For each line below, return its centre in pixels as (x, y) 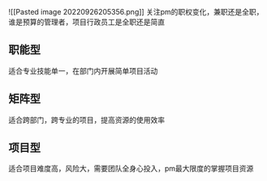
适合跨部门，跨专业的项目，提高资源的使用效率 (86, 120)
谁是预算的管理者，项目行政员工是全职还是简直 (86, 22)
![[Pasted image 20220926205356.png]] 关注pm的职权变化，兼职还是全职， (136, 12)
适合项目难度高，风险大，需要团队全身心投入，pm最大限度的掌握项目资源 (131, 169)
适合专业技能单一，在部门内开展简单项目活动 (83, 70)
